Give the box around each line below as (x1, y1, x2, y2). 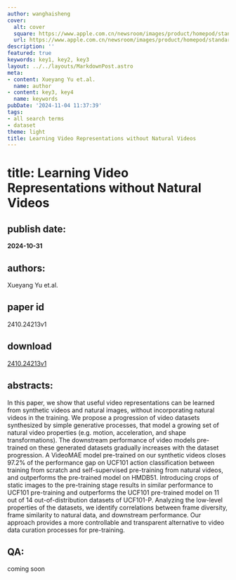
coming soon (7, 564, 46, 573)
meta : (7, 69, 23, 76)
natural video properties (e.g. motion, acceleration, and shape (7, 428, 186, 437)
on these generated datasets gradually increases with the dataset (29, 443, 219, 452)
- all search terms (7, 115, 65, 122)
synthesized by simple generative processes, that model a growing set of (7, 421, 219, 429)
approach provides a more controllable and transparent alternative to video (7, 518, 225, 526)
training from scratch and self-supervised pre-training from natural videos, (7, 466, 223, 474)
